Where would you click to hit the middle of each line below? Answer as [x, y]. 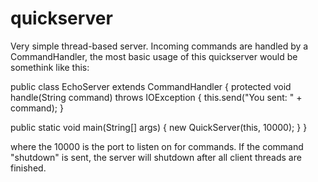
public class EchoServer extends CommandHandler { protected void [151, 86]
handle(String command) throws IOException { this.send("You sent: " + [156, 97]
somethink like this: [50, 67]
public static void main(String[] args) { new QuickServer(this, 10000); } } [159, 127]
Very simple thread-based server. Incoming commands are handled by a [159, 46]
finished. [28, 168]
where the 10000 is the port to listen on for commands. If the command [157, 146]
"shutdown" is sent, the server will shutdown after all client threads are [156, 157]
